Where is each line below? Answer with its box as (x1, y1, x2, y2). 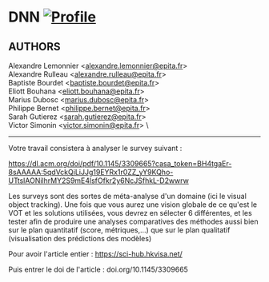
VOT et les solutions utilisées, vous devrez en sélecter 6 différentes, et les (8, 209, 252, 217)
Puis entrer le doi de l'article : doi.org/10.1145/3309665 (8, 264, 188, 274)
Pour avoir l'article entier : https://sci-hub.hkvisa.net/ (8, 249, 183, 259)
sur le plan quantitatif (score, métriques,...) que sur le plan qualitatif (8, 225, 231, 235)
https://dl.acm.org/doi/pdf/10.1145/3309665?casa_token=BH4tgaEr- (8, 159, 232, 168)
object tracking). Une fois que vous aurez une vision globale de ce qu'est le (8, 200, 258, 209)
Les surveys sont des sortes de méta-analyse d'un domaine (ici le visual (8, 192, 247, 201)
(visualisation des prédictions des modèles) (8, 234, 152, 243)
